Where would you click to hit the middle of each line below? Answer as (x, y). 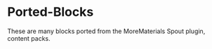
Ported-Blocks (51, 12)
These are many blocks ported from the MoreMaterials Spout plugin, (106, 31)
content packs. (29, 38)
